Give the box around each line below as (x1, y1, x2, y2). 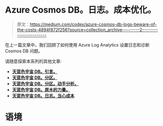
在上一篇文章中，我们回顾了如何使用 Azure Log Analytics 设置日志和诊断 (5, 42, 150, 47)
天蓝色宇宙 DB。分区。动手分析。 (12, 80, 79, 86)
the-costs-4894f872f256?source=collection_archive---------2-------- (16, 27, 158, 32)
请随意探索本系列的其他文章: (5, 58, 62, 64)
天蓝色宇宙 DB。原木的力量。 (12, 87, 70, 93)
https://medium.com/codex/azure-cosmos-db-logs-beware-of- (30, 21, 157, 27)
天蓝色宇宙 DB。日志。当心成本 (12, 93, 75, 98)
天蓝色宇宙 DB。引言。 (12, 68, 58, 74)
